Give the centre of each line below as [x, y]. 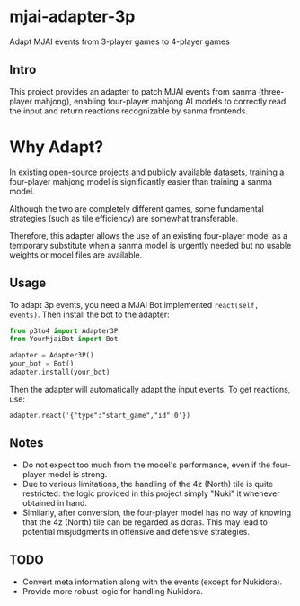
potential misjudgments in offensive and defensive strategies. [136, 531]
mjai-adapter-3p [72, 17]
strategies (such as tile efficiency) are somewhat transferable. [124, 218]
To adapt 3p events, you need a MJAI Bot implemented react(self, [134, 304]
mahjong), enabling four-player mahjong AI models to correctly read [160, 101]
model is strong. [78, 474]
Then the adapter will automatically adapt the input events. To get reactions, [150, 389]
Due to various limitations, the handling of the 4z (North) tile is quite [148, 484]
